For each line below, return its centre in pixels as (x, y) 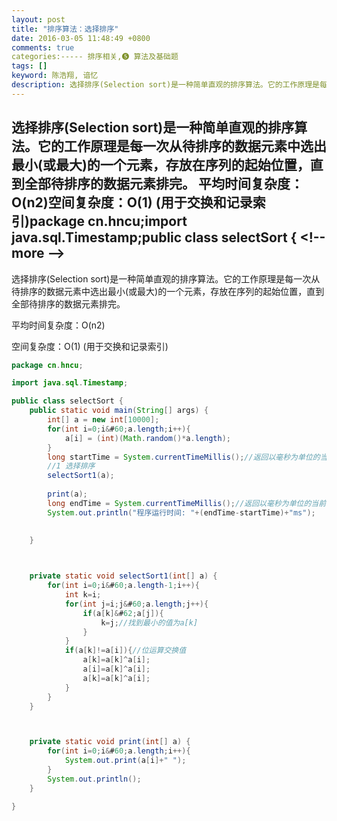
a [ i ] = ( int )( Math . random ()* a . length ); (147, 438)
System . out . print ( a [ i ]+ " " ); (125, 761)
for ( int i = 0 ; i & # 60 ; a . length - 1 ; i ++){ (123, 586)
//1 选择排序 (71, 466)
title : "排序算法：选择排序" (65, 29)
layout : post (38, 19)
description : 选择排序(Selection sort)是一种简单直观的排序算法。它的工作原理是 (165, 85)
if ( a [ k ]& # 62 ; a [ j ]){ (123, 613)
